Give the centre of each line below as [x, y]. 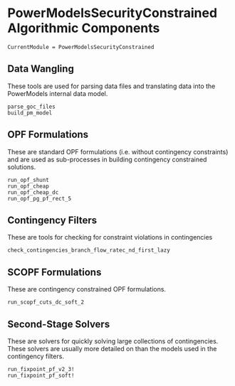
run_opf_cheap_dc [33, 192]
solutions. [22, 167]
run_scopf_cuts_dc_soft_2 [46, 302]
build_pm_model [30, 113]
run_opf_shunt [28, 180]
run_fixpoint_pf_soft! [41, 375]
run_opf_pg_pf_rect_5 [40, 198]
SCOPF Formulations [54, 272]
